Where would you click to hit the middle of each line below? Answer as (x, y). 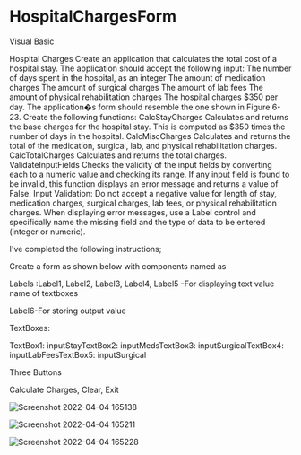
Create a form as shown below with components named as (118, 266)
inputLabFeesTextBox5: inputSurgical (78, 354)
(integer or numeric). (47, 232)
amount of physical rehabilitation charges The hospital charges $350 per (144, 97)
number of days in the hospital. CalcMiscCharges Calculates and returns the (150, 136)
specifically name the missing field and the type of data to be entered (138, 222)
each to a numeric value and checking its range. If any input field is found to (150, 174)
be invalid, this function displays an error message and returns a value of (144, 184)
